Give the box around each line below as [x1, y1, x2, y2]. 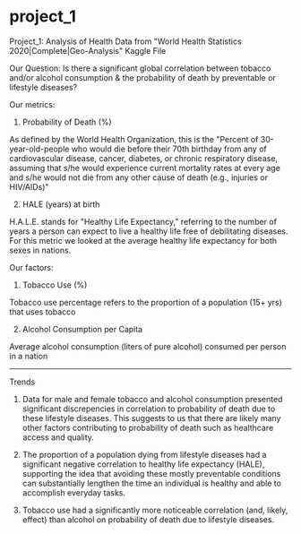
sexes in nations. [9, 245, 72, 255]
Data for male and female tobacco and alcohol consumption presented [21, 393, 283, 404]
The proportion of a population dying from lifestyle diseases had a [21, 449, 267, 460]
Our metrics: [9, 99, 56, 109]
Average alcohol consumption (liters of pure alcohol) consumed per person [9, 340, 287, 351]
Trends [9, 376, 36, 387]
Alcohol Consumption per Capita [21, 323, 143, 334]
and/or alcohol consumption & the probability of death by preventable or [9, 72, 276, 82]
